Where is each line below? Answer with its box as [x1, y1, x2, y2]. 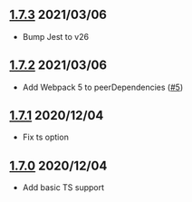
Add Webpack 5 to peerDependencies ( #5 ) [22, 82, 184, 92]
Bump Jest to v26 [22, 31, 89, 42]
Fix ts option [22, 131, 70, 143]
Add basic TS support [22, 182, 105, 193]
